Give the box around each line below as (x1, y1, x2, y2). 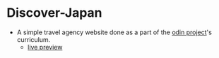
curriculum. (16, 35, 51, 43)
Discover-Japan (6, 5, 103, 21)
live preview (27, 43, 63, 51)
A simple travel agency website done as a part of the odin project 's (16, 28, 213, 36)
